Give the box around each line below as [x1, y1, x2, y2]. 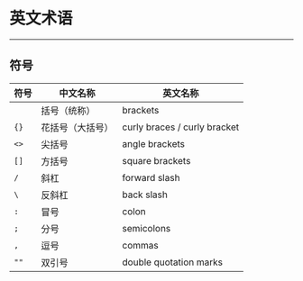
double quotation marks [122, 256, 224, 268]
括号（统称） [41, 104, 96, 117]
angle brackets [122, 137, 185, 150]
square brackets [122, 154, 191, 167]
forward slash [122, 171, 180, 184]
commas [122, 239, 160, 251]
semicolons [122, 222, 171, 234]
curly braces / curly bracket [122, 121, 240, 133]
